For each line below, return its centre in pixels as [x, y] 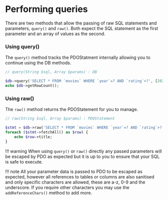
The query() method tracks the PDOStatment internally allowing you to [78, 57]
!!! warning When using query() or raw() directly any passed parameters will [83, 151]
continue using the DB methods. [38, 63]
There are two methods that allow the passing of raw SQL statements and [81, 23]
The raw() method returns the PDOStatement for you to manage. [72, 109]
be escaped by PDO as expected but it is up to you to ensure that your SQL [82, 156]
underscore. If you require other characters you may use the [67, 187]
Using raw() [20, 98]
